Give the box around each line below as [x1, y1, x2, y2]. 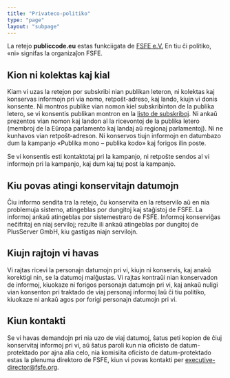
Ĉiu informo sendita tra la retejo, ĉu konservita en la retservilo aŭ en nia [7, 198, 210, 206]
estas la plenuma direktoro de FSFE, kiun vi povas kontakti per [7, 355, 184, 363]
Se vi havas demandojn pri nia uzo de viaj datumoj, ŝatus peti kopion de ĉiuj [7, 333, 222, 342]
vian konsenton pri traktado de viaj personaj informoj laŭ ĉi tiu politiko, [7, 287, 207, 296]
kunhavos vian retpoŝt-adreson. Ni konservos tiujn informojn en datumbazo [7, 132, 222, 140]
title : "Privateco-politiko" [7, 10, 91, 17]
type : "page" [7, 17, 45, 23]
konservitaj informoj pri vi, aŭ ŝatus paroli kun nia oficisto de [7, 341, 178, 349]
